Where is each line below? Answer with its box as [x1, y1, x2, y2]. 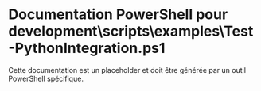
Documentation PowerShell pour [8, 6, 228, 24]
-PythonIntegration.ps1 [8, 40, 166, 57]
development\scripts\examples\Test [8, 22, 254, 40]
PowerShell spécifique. [8, 74, 84, 83]
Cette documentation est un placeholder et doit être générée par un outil [8, 65, 247, 74]
